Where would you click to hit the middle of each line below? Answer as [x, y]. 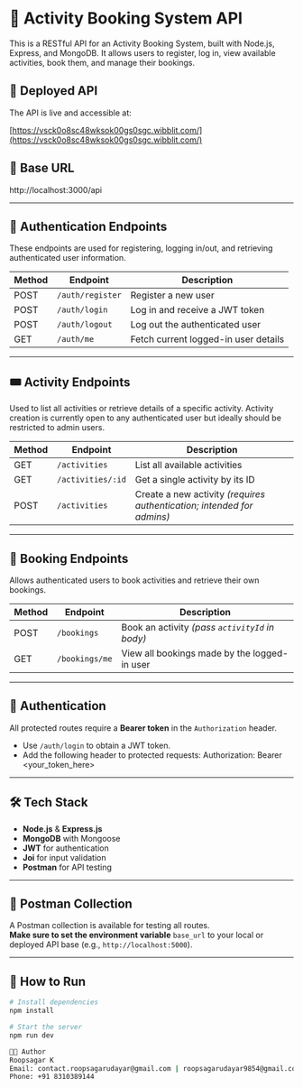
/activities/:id [92, 480]
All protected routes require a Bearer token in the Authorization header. [143, 728]
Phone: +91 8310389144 [52, 1077]
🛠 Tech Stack [49, 802]
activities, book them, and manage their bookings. [102, 62]
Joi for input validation [64, 857]
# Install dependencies [54, 1002]
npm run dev [32, 1035]
